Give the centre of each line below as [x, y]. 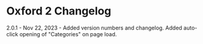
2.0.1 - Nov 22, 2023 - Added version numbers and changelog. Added [94, 28]
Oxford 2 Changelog [59, 11]
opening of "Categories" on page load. [68, 34]
